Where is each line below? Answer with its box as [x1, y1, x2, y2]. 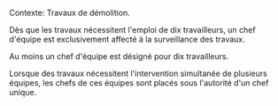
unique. [9, 87, 37, 97]
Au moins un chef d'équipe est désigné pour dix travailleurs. [9, 51, 229, 61]
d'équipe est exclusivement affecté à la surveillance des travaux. [9, 34, 245, 44]
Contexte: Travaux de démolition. [9, 8, 130, 18]
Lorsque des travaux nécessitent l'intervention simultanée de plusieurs [9, 68, 267, 79]
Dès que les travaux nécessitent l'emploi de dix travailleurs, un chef [9, 25, 256, 34]
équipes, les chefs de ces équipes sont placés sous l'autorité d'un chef [9, 78, 269, 87]
